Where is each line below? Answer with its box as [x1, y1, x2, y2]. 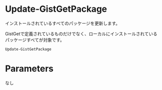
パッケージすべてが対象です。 [5, 37, 65, 43]
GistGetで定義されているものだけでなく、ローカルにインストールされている [5, 30, 158, 36]
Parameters [5, 63, 54, 74]
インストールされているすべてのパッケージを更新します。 [5, 20, 120, 26]
